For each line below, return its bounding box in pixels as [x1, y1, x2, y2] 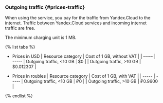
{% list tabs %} [5, 44, 36, 50]
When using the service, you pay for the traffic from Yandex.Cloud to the [5, 15, 151, 21]
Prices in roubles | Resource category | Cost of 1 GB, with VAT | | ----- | [12, 73, 156, 79]
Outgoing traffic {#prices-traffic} [5, 4, 85, 11]
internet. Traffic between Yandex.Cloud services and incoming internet [5, 20, 147, 26]
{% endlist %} [5, 93, 33, 99]
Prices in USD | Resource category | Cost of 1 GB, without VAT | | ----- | [12, 53, 156, 59]
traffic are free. [5, 25, 36, 31]
